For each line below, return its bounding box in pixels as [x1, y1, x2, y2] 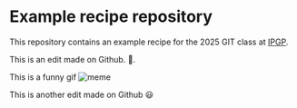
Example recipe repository [9, 6, 213, 27]
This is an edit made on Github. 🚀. [9, 54, 136, 64]
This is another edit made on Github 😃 [9, 89, 154, 100]
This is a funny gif [9, 71, 77, 83]
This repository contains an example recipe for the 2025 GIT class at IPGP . [9, 36, 289, 47]
